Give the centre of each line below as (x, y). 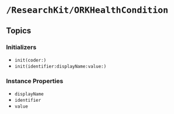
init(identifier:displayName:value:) (60, 66)
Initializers (21, 47)
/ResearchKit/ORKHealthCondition (87, 10)
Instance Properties (35, 81)
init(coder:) (30, 60)
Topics (19, 31)
